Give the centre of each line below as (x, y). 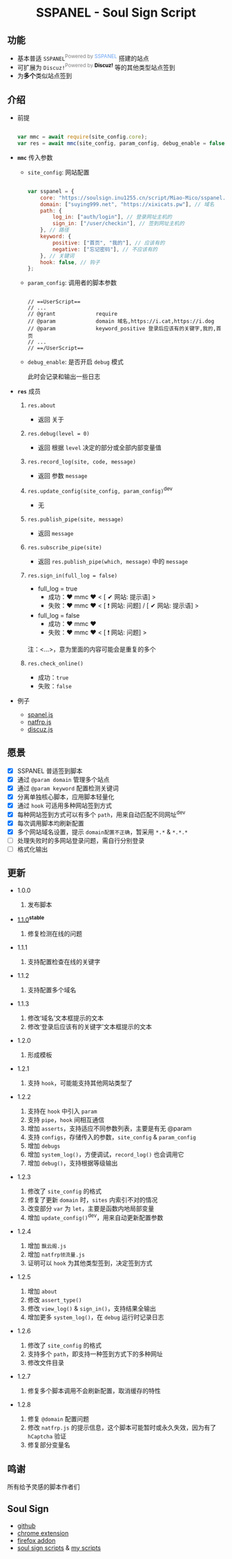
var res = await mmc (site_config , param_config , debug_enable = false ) (122, 143)
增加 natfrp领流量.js (56, 1254)
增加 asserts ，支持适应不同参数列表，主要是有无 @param (109, 1129)
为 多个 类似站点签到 (45, 76)
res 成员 (29, 391)
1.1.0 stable (31, 919)
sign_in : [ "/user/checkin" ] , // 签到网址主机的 (118, 224)
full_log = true (58, 588)
